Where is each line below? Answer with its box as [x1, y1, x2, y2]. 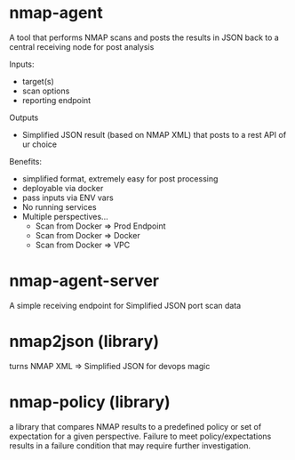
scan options [21, 85, 70, 96]
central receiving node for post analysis [9, 41, 155, 52]
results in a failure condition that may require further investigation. [9, 440, 251, 451]
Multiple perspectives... [21, 211, 108, 222]
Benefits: [9, 156, 43, 166]
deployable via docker [21, 182, 104, 193]
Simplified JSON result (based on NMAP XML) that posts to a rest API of [21, 129, 287, 140]
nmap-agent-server [9, 270, 160, 291]
